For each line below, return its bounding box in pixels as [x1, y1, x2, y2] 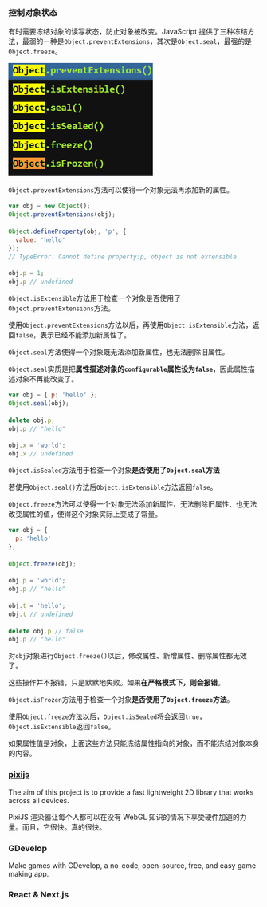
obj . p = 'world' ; [8, 577, 66, 585]
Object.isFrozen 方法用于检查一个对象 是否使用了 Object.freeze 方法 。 [8, 695, 234, 704]
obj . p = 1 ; [8, 270, 45, 278]
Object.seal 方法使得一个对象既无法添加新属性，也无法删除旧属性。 [8, 347, 230, 357]
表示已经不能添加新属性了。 [39, 330, 132, 340]
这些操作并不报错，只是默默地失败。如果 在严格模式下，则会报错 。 [8, 678, 225, 688]
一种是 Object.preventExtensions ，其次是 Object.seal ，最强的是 [42, 37, 253, 46]
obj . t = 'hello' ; [8, 601, 66, 609]
